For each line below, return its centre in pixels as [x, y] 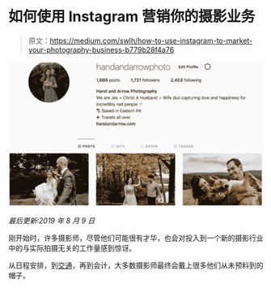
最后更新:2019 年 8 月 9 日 [52, 221]
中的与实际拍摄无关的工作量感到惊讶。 [72, 247]
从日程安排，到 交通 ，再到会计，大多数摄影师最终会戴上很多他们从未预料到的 [136, 265]
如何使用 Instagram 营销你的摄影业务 [132, 17]
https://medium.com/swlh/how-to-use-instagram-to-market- [151, 41]
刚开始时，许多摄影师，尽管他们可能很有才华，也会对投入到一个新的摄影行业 [136, 238]
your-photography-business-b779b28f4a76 [101, 49]
